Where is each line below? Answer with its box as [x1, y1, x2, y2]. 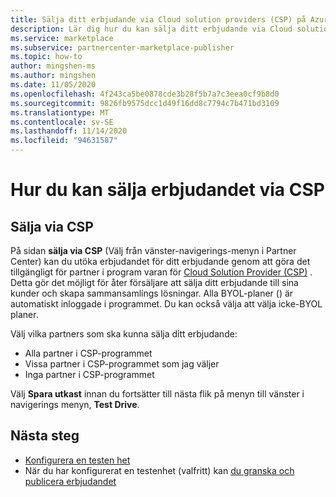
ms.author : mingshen [10, 71, 97, 81]
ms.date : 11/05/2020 [10, 80, 97, 90]
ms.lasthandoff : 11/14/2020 [10, 126, 128, 136]
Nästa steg [10, 427, 80, 445]
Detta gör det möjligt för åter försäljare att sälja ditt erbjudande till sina [10, 277, 299, 288]
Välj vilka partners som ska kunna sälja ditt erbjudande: [10, 328, 238, 340]
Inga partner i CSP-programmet [24, 369, 155, 380]
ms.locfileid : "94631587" [10, 136, 118, 146]
